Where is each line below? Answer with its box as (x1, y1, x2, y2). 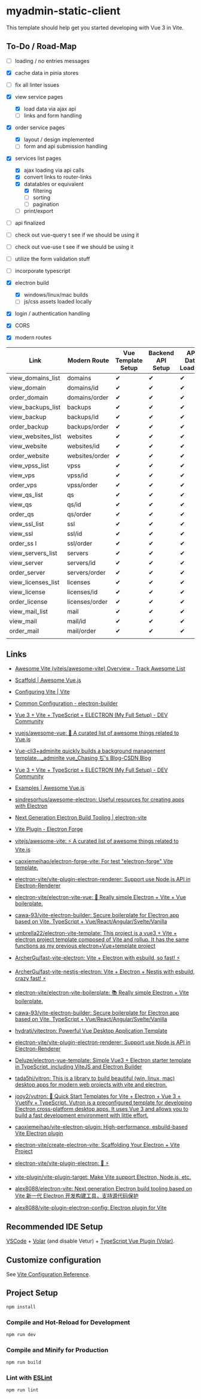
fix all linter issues (14, 81, 60, 88)
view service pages (14, 93, 63, 100)
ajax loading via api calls (23, 166, 84, 174)
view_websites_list (9, 432, 62, 441)
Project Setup (6, 1288, 59, 1298)
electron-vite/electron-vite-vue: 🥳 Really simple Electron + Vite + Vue (14, 894, 187, 901)
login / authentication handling (14, 310, 90, 317)
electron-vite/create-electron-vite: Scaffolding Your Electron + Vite (14, 1142, 180, 1149)
